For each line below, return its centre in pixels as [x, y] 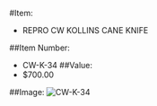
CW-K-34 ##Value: [57, 65]
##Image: [27, 92]
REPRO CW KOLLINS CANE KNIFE [85, 30]
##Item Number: [39, 48]
